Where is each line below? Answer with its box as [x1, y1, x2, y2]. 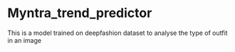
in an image [7, 36, 41, 44]
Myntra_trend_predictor [7, 5, 152, 21]
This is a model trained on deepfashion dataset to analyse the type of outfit [7, 28, 228, 37]
